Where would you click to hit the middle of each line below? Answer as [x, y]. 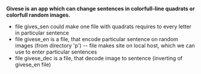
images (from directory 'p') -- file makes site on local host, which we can [105, 45]
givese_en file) [33, 64]
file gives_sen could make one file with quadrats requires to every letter [103, 27]
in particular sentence [42, 33]
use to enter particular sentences [56, 52]
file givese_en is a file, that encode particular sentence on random [97, 39]
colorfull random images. [38, 15]
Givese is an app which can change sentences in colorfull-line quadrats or [100, 9]
